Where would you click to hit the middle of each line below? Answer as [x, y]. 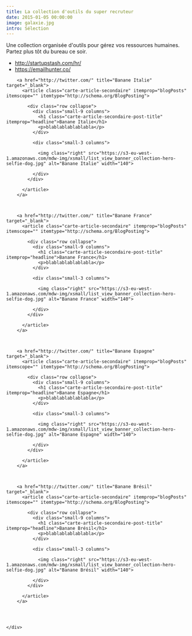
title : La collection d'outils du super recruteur [70, 12]
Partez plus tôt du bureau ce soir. [47, 52]
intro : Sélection [28, 28]
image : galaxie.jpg [30, 23]
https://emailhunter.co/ [43, 70]
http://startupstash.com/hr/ [48, 63]
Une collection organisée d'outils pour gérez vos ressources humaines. [93, 45]
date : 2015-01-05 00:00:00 [39, 17]
